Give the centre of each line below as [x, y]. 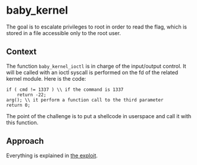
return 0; [18, 105]
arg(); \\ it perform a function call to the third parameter [85, 100]
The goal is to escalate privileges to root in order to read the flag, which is [97, 27]
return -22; [32, 95]
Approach [25, 141]
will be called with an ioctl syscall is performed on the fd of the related [92, 72]
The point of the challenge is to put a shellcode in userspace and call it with [99, 116]
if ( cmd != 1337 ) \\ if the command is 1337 [65, 90]
